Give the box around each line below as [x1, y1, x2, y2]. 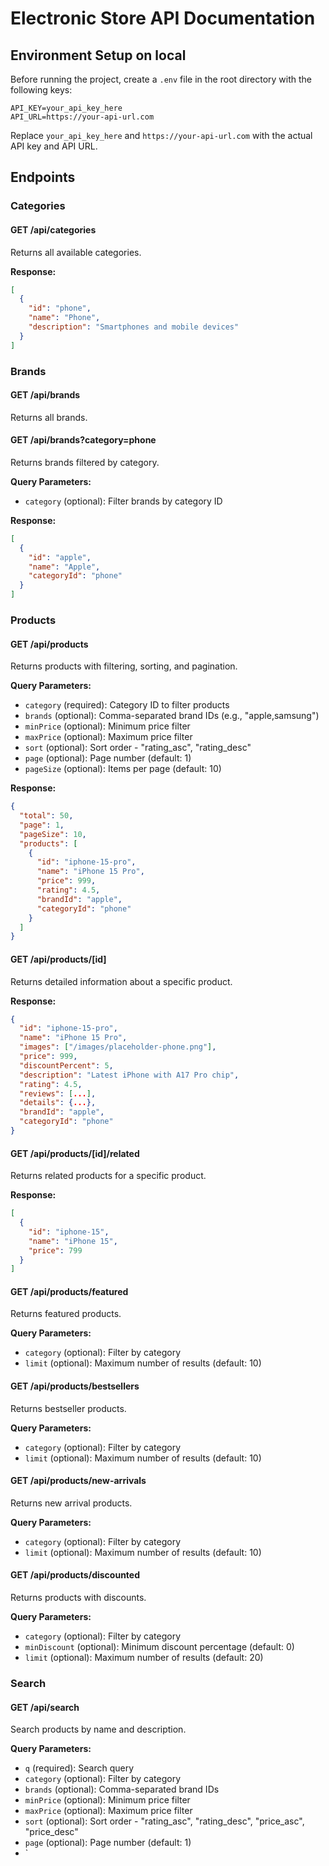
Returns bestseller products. [10, 1402, 127, 1414]
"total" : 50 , [19, 811, 74, 821]
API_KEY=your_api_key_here [10, 103, 123, 113]
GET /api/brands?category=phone [10, 434, 157, 446]
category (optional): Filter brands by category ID [24, 495, 223, 507]
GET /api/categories [10, 223, 97, 236]
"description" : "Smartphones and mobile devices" [28, 322, 240, 332]
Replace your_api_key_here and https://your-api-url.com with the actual [10, 130, 313, 141]
